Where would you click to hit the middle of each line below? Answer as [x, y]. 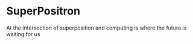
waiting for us [23, 34]
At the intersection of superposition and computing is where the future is [96, 28]
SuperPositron [43, 11]
